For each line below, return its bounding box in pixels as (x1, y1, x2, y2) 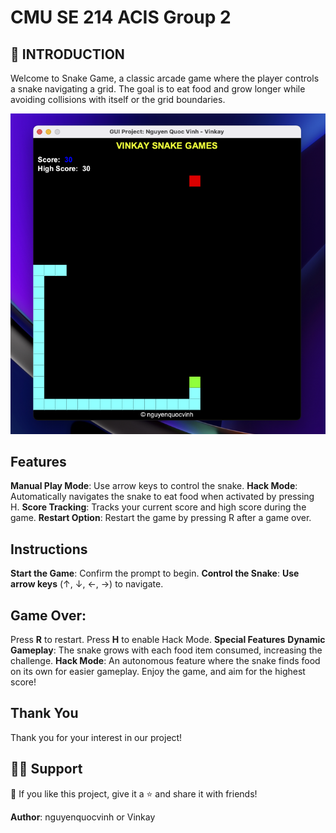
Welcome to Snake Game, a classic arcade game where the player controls (10, 72, 320, 84)
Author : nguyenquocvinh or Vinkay (10, 811, 156, 823)
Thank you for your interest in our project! (10, 731, 183, 743)
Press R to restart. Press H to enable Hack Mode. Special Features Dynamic (10, 634, 326, 645)
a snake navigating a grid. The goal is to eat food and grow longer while (10, 83, 306, 95)
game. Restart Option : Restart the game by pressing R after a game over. (10, 512, 312, 524)
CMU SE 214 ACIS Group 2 (10, 6, 232, 29)
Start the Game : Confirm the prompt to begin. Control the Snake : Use (10, 567, 300, 580)
